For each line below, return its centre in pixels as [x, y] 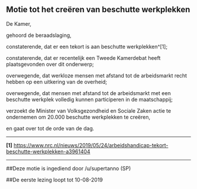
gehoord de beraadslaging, [39, 35]
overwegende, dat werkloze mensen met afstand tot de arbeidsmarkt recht [97, 75]
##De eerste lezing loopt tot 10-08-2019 [55, 180]
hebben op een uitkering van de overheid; [57, 82]
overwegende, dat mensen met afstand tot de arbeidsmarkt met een [89, 93]
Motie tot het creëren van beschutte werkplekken [98, 10]
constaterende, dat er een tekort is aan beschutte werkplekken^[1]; [87, 46]
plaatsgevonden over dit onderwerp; [50, 64]
